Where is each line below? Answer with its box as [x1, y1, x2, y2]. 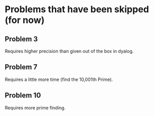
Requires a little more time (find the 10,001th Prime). [5, 76, 113, 82]
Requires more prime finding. [5, 104, 66, 110]
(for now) [5, 14, 45, 26]
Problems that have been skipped [5, 4, 149, 15]
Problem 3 [5, 35, 38, 43]
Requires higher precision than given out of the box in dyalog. [5, 48, 134, 54]
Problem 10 [5, 91, 41, 100]
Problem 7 [5, 63, 38, 72]
